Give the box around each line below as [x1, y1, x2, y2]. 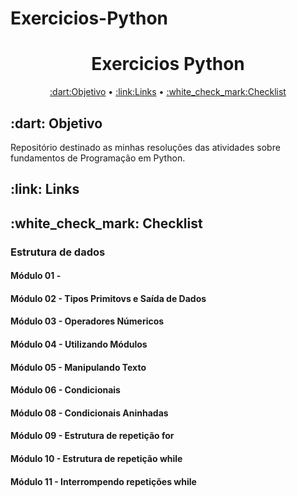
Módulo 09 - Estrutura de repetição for [10, 430, 175, 442]
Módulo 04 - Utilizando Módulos [10, 338, 148, 351]
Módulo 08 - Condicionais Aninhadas [10, 407, 169, 419]
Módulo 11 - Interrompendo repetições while [10, 475, 197, 487]
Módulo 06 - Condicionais [10, 384, 121, 396]
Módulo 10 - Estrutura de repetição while [10, 452, 183, 464]
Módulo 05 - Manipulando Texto [10, 361, 147, 373]
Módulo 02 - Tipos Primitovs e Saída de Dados [10, 292, 207, 304]
